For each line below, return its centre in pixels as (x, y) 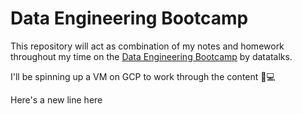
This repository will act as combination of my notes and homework (147, 46)
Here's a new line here (56, 99)
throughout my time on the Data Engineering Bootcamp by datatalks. (151, 56)
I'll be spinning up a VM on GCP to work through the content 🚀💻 (143, 76)
